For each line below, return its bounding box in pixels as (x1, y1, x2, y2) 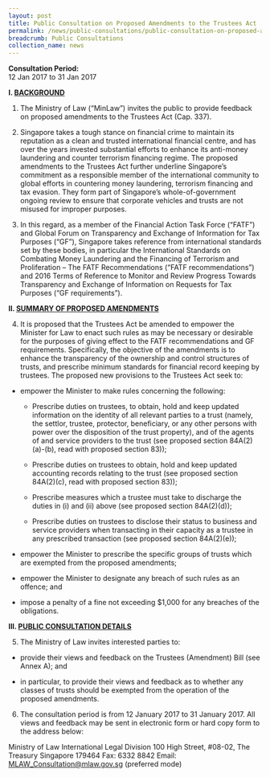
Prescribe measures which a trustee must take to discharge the (31, 493, 243, 502)
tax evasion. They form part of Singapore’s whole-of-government (19, 187, 236, 197)
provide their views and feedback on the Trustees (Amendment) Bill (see (19, 652, 260, 663)
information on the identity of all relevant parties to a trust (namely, (31, 411, 253, 420)
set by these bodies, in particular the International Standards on (19, 246, 231, 256)
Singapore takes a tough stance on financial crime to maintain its (19, 128, 235, 137)
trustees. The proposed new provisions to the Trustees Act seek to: (19, 370, 243, 380)
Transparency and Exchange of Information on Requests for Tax (19, 280, 232, 289)
